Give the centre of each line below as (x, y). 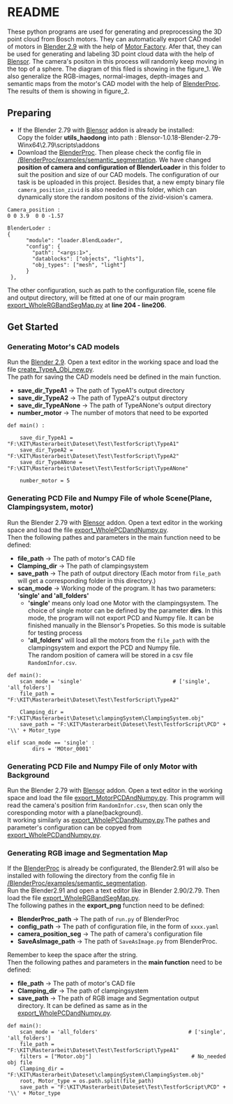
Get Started (33, 327)
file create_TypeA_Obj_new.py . (51, 370)
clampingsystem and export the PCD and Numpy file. (104, 648)
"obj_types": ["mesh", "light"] (80, 265)
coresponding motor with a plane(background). (75, 813)
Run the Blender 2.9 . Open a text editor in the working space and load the (113, 362)
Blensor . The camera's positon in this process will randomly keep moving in (116, 61)
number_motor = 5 (45, 481)
